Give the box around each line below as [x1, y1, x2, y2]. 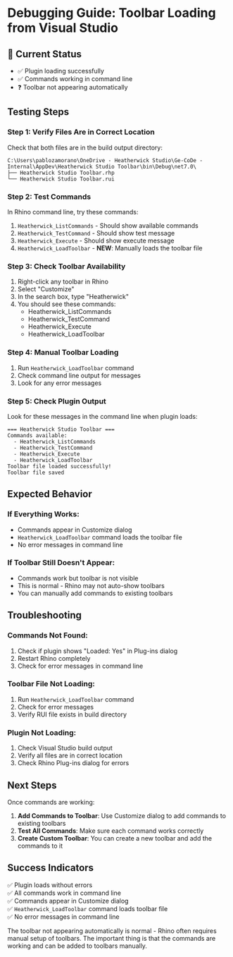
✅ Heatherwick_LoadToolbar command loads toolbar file [7, 904, 168, 913]
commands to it [17, 841, 63, 850]
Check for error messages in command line [17, 662, 144, 670]
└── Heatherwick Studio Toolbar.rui [7, 175, 115, 183]
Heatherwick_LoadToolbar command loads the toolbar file [17, 532, 183, 541]
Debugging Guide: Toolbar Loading [7, 5, 216, 21]
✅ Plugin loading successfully [17, 67, 104, 75]
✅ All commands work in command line [7, 889, 122, 897]
